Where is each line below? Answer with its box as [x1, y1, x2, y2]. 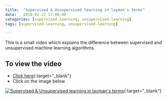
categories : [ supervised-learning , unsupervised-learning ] [5, 17, 132, 22]
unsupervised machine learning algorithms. [5, 45, 95, 51]
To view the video [5, 59, 62, 68]
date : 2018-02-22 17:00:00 [5, 12, 66, 17]
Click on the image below [12, 78, 65, 84]
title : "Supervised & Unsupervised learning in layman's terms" [5, 7, 145, 13]
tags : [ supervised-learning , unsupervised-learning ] [5, 21, 118, 27]
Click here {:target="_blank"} [12, 73, 71, 79]
